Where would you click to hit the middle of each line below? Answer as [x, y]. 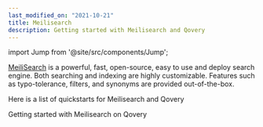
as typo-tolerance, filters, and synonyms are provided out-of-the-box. [121, 84]
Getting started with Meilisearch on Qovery [78, 114]
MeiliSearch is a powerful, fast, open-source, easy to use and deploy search [131, 67]
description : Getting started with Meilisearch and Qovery [107, 30]
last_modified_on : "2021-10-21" [61, 15]
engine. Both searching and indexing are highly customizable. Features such [131, 76]
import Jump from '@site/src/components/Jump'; [88, 53]
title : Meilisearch [40, 23]
